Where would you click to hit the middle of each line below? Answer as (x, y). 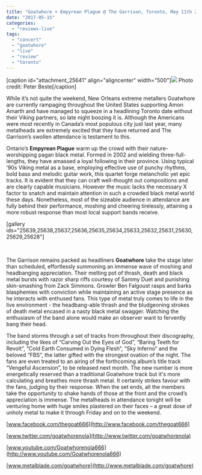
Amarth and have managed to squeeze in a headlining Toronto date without (99, 111)
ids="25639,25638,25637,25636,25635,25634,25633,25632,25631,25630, (99, 230)
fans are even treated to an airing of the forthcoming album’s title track (94, 361)
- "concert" (27, 40)
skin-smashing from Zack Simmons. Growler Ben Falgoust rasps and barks (99, 285)
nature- (159, 148)
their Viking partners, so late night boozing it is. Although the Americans (95, 117)
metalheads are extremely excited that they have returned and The (89, 130)
